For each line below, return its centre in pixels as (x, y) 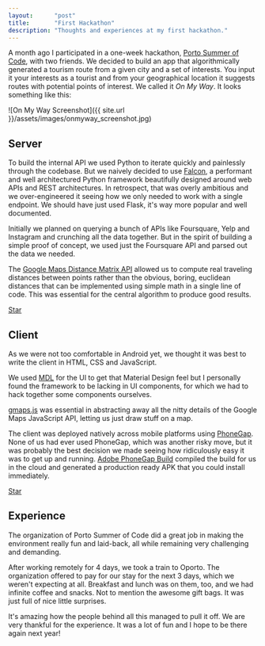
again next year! (34, 633)
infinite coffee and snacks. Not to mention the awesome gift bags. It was (126, 592)
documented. (30, 213)
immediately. (29, 476)
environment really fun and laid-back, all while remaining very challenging (129, 543)
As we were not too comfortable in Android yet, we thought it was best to (127, 354)
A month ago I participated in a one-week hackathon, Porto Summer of (124, 53)
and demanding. (35, 552)
